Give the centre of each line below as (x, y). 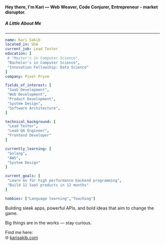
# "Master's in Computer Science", (43, 58)
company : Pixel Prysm (27, 76)
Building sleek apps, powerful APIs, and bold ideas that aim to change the (80, 208)
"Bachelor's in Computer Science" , (43, 62)
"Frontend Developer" (29, 135)
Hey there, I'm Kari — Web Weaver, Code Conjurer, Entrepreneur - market (82, 7)
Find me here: (19, 232)
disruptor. (15, 12)
